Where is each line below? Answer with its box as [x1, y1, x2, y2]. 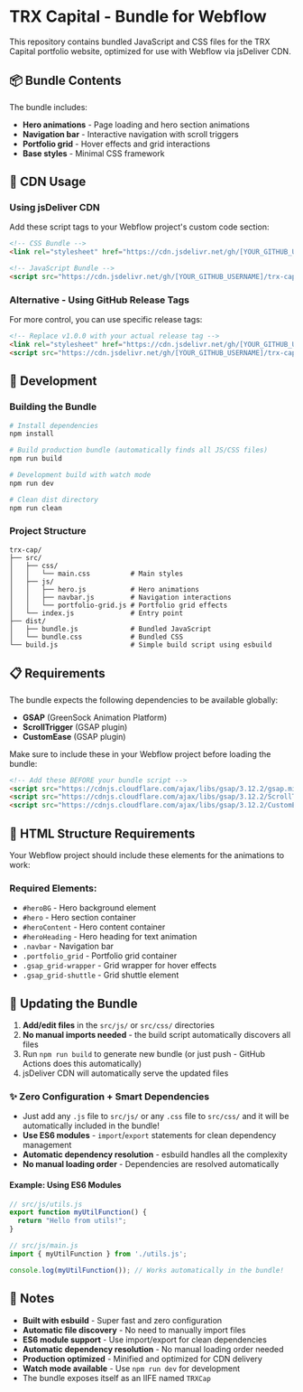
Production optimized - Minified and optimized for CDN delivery [22, 1353, 263, 1364]
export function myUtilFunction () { [9, 1208, 147, 1217]
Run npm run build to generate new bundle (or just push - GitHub [22, 1049, 266, 1060]
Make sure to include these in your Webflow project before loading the [9, 748, 271, 760]
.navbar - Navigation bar [22, 941, 115, 952]
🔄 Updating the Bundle [9, 995, 138, 1011]
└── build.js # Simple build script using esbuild [9, 640, 272, 649]
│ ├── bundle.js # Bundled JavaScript [9, 624, 212, 633]
